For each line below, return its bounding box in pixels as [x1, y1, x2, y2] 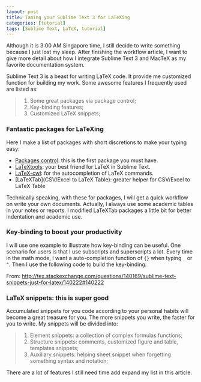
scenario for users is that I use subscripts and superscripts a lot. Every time [6, 247, 193, 255]
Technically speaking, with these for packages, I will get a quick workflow [6, 193, 188, 201]
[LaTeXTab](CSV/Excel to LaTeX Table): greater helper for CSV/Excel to [14, 175, 191, 183]
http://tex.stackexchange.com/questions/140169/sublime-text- [22, 272, 176, 279]
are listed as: [6, 85, 38, 93]
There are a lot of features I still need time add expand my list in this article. [6, 369, 193, 376]
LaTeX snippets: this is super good [6, 294, 109, 302]
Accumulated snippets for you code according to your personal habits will [6, 308, 189, 315]
